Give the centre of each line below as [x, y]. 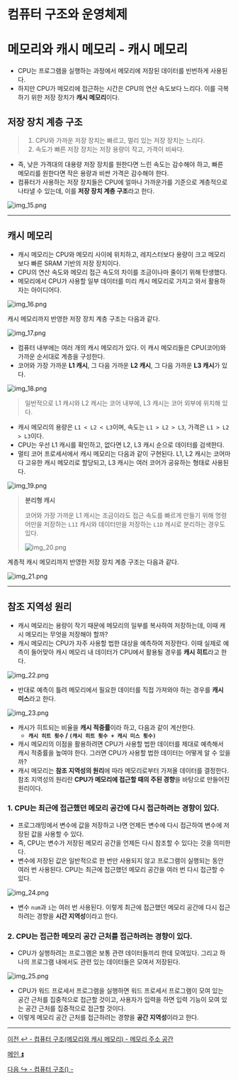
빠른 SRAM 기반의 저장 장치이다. [76, 263]
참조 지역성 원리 [40, 607]
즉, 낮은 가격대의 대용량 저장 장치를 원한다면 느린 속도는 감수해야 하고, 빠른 [120, 164]
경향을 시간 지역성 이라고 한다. [77, 916]
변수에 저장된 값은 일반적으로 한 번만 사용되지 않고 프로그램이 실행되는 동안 [121, 861]
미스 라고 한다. [37, 698]
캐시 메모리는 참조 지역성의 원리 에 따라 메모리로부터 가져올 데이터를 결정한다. [123, 770]
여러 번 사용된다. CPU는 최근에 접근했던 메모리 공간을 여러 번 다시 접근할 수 [121, 869]
